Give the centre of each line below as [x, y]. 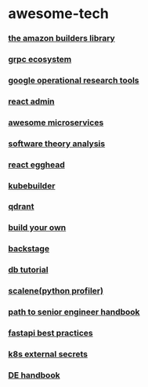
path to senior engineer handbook [74, 312]
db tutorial [28, 270]
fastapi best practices [51, 333]
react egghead [36, 164]
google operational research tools [74, 80]
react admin [31, 101]
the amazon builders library [61, 38]
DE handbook [34, 375]
